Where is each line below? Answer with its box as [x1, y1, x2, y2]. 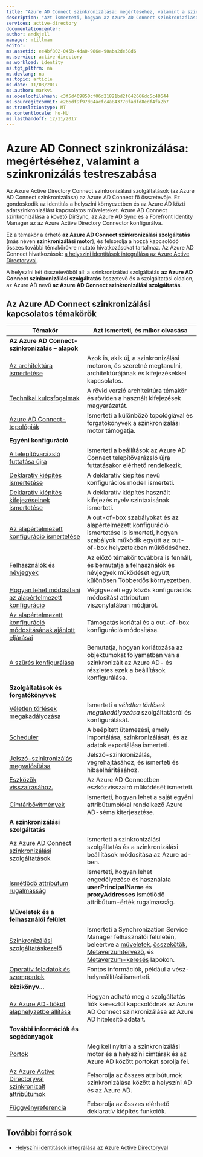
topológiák [9, 423, 39, 431]
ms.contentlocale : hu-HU [6, 110, 69, 116]
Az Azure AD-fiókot [9, 1000, 66, 1008]
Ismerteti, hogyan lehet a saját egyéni [86, 793, 193, 801]
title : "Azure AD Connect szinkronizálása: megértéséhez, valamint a [6, 8, 185, 15]
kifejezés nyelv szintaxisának [86, 496, 170, 504]
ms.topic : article [6, 76, 53, 82]
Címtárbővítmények [9, 800, 65, 809]
